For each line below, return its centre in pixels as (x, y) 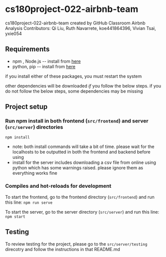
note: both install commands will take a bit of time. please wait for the (83, 147)
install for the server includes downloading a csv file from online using (84, 162)
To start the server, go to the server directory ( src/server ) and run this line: (82, 212)
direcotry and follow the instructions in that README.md (63, 249)
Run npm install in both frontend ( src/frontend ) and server (77, 121)
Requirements (27, 49)
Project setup (27, 107)
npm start (15, 217)
